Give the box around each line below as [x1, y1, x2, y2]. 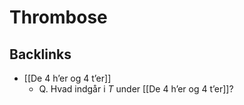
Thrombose [9, 6, 108, 29]
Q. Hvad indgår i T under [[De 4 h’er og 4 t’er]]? [38, 83, 234, 95]
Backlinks [9, 46, 72, 63]
